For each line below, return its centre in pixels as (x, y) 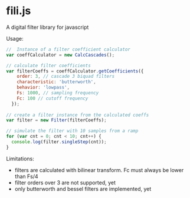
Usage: (15, 38)
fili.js (19, 11)
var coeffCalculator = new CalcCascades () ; (60, 55)
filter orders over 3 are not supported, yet (65, 182)
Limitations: (20, 159)
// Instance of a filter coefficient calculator (68, 49)
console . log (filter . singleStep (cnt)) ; (59, 142)
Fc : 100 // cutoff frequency (53, 98)
